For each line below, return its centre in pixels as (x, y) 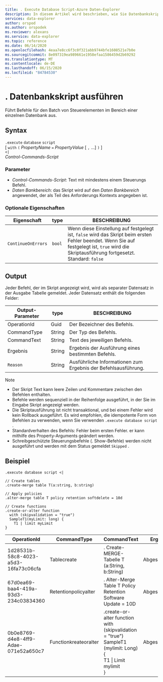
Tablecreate (63, 559)
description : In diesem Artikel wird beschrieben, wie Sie (66, 14)
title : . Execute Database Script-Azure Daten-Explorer (63, 9)
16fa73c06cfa (24, 568)
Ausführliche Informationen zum (106, 362)
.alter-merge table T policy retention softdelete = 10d (64, 498)
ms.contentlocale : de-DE (30, 64)
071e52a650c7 (26, 651)
